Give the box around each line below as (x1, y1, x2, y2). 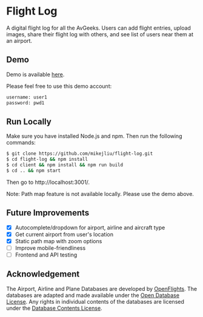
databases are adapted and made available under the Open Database (6, 292, 180, 299)
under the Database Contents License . (6, 304, 102, 312)
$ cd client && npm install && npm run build (6, 162, 123, 168)
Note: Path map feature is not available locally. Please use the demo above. (6, 190, 194, 197)
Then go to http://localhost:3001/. (6, 178, 90, 186)
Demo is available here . (6, 71, 65, 78)
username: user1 (6, 94, 47, 100)
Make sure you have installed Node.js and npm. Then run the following (6, 132, 182, 140)
